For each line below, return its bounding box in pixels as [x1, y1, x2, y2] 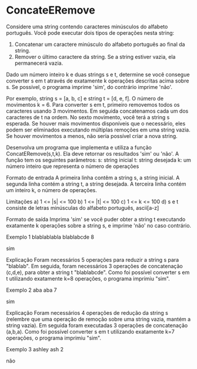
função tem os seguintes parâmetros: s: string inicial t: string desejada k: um [6, 156, 191, 163]
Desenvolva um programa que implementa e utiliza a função [6, 144, 152, 151]
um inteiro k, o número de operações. [6, 186, 97, 193]
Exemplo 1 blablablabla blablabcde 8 [6, 233, 94, 240]
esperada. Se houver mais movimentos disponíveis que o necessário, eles [6, 120, 186, 127]
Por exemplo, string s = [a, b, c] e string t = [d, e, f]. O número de [6, 95, 163, 102]
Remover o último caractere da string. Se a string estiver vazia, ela [14, 53, 176, 60]
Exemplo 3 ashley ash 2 [6, 345, 64, 352]
